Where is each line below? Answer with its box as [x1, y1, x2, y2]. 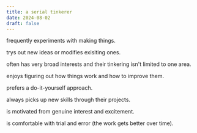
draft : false [6, 20, 40, 26]
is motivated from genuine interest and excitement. [6, 108, 135, 115]
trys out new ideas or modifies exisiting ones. [6, 49, 121, 56]
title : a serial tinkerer [6, 9, 72, 15]
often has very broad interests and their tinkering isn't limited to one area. [6, 60, 191, 68]
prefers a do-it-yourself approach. [6, 84, 93, 92]
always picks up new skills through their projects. [6, 96, 130, 104]
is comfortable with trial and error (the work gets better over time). [6, 120, 174, 127]
